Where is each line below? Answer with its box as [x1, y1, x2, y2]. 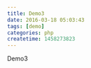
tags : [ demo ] [7, 23, 45, 30]
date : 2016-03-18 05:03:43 [7, 16, 85, 23]
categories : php [7, 29, 54, 36]
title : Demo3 [7, 10, 45, 17]
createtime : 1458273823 [7, 36, 76, 43]
